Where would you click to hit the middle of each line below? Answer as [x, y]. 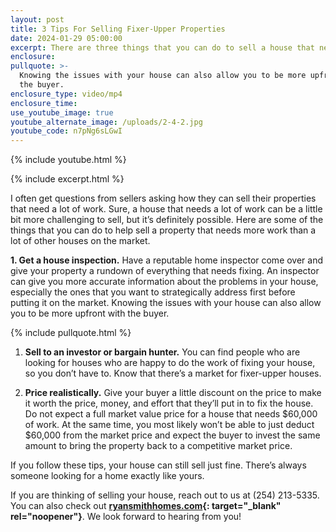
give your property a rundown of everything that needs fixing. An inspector [165, 271]
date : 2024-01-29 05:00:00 [66, 38]
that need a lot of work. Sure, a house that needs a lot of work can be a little [166, 209]
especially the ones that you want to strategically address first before [153, 292]
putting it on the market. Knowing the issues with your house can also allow [166, 303]
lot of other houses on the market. [80, 241]
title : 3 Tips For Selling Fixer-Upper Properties [118, 29]
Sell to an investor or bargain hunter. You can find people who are [162, 352]
